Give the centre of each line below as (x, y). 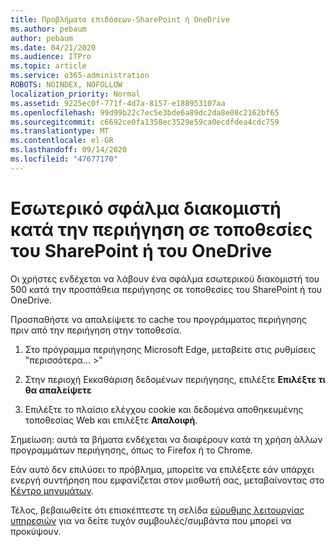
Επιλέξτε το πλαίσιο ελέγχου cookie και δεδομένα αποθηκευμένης (164, 409)
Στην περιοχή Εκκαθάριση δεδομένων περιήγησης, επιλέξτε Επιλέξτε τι (175, 379)
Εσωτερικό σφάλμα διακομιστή (146, 208)
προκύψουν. (36, 531)
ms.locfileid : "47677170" (64, 159)
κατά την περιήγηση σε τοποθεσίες (161, 229)
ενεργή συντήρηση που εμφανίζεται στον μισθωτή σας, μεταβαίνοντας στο (167, 480)
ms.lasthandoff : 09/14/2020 (69, 150)
